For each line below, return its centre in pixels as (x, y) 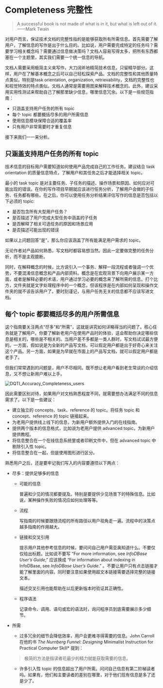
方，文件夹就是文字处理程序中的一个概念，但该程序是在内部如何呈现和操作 (79, 285)
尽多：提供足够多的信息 (35, 473)
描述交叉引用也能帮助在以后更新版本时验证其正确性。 (73, 588)
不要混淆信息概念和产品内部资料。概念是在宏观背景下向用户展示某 (79, 273)
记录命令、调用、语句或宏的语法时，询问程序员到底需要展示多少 (83, 609)
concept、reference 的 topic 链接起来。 (52, 416)
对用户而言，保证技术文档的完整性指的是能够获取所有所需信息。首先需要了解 (81, 39)
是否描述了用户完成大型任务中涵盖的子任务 (55, 218)
